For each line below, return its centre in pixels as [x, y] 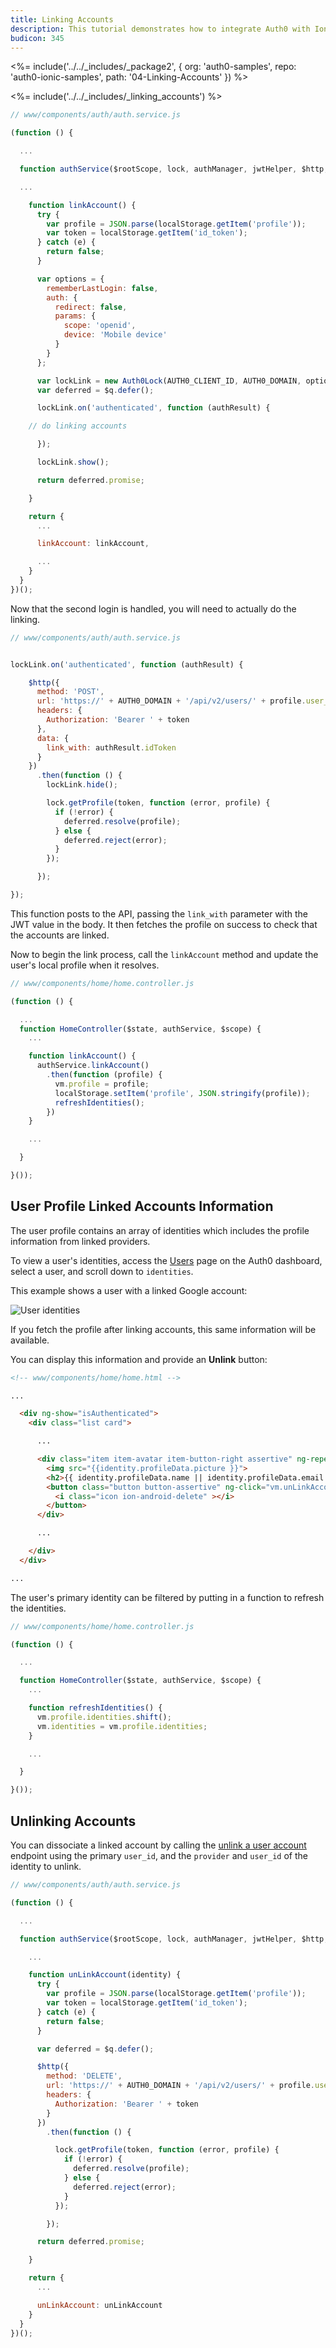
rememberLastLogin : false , [102, 288]
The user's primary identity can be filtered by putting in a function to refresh [167, 1597]
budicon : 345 [37, 38]
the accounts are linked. [60, 935]
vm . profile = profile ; [102, 1084]
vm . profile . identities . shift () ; [104, 1717]
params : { [75, 316]
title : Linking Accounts [62, 19]
